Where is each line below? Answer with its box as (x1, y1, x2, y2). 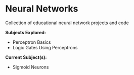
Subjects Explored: (5, 29, 47, 35)
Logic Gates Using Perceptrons (12, 44, 78, 50)
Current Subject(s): (5, 54, 47, 60)
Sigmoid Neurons (12, 64, 49, 70)
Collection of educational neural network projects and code (5, 20, 129, 26)
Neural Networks (5, 3, 78, 15)
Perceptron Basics (12, 39, 52, 45)
